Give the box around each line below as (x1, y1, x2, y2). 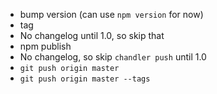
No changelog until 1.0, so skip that (19, 30, 165, 41)
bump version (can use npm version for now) (19, 9, 204, 20)
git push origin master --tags (19, 74, 151, 84)
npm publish (19, 40, 72, 52)
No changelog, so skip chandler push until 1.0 (19, 51, 207, 63)
